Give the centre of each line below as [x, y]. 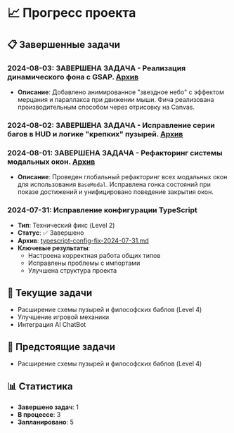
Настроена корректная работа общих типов [94, 256]
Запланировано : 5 [45, 422]
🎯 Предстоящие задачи [61, 347]
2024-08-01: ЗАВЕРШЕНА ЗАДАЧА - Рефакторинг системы [115, 153]
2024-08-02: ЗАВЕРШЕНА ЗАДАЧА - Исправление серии [111, 125]
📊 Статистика [40, 387]
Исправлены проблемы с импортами [84, 263]
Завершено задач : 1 [48, 407]
